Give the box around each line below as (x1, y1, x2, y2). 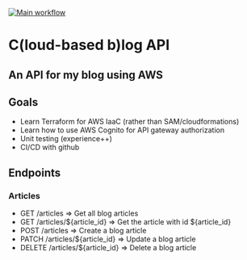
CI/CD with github (19, 142, 80, 153)
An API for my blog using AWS (8, 68, 164, 82)
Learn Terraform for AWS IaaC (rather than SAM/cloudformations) (19, 117, 240, 127)
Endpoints (8, 166, 61, 179)
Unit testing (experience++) (19, 134, 113, 144)
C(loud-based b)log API (8, 36, 170, 54)
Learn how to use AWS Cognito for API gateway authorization (19, 125, 224, 135)
